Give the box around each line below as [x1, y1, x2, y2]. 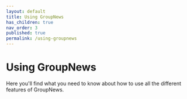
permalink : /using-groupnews [6, 36, 77, 41]
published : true [6, 30, 46, 36]
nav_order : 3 [6, 24, 38, 31]
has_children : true [6, 19, 54, 25]
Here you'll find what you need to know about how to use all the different [6, 80, 182, 87]
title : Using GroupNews [6, 14, 64, 20]
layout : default [6, 8, 46, 15]
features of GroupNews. [6, 86, 64, 93]
